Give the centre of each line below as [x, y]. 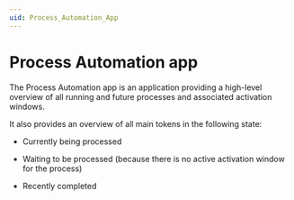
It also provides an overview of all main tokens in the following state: [136, 123]
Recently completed [59, 186]
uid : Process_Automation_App [64, 18]
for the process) [52, 168]
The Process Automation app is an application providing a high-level [136, 87]
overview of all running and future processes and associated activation [141, 96]
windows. [27, 106]
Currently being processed [72, 141]
